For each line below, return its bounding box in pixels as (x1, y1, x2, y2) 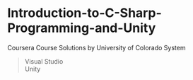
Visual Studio (24, 57, 64, 65)
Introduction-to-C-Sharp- (7, 5, 162, 21)
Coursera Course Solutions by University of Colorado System (7, 43, 186, 52)
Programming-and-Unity (7, 20, 156, 36)
